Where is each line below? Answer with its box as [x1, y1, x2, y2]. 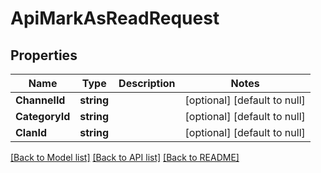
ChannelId [15, 93, 66, 107]
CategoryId [15, 110, 71, 123]
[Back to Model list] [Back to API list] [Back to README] [10, 152, 240, 163]
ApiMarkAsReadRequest [10, 7, 220, 30]
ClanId [15, 126, 47, 139]
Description [118, 77, 176, 90]
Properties [10, 47, 78, 64]
